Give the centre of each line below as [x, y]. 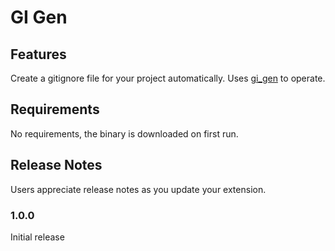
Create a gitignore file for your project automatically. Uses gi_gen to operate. [168, 78]
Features [38, 54]
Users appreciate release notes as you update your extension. [138, 189]
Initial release [37, 237]
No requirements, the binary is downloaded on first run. [124, 133]
